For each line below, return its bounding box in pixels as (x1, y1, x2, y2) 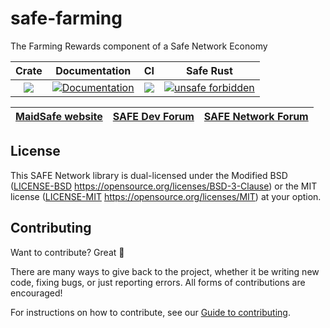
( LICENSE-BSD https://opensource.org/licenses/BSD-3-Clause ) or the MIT (10, 180, 318, 192)
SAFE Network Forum (203, 109, 309, 123)
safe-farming (10, 7, 123, 30)
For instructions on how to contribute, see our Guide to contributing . (10, 306, 291, 318)
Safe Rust (185, 63, 233, 77)
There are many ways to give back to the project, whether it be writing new (10, 265, 320, 277)
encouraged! (10, 287, 63, 299)
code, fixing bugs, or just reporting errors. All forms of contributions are (10, 276, 306, 288)
